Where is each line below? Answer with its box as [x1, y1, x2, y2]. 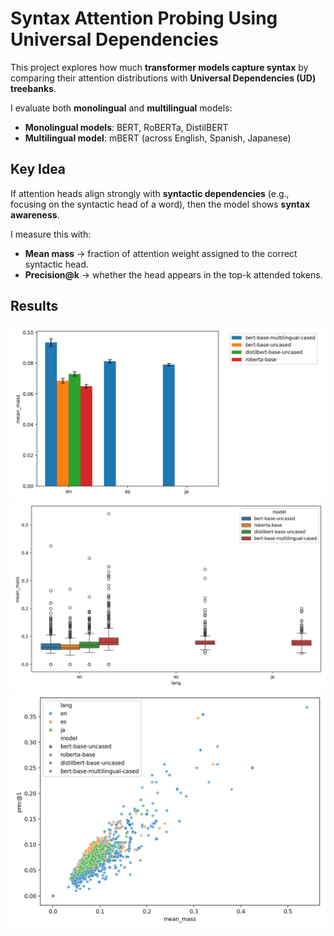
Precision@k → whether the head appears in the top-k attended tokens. [24, 268, 323, 281]
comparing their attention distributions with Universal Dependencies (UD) [10, 72, 317, 84]
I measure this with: [10, 228, 92, 240]
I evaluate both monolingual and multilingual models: [10, 102, 233, 114]
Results [10, 298, 59, 315]
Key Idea [10, 161, 67, 178]
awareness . [10, 208, 60, 221]
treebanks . [10, 82, 57, 94]
